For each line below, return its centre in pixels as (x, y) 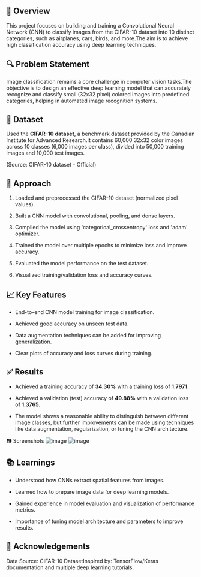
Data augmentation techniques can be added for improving (88, 336)
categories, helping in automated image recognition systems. (82, 101)
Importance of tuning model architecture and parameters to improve (99, 521)
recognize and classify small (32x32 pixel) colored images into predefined (98, 94)
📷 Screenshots (25, 440)
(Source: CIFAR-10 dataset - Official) (51, 165)
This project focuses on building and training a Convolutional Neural (90, 25)
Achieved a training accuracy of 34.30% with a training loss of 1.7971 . (102, 386)
